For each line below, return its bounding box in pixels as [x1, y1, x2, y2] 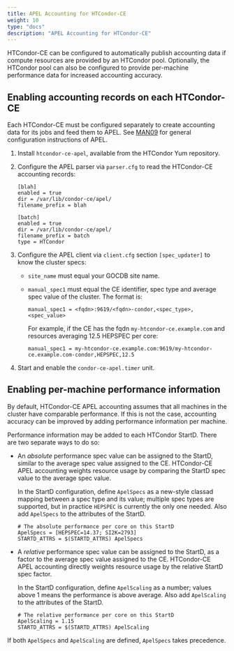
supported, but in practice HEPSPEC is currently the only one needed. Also [17, 502, 227, 510]
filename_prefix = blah [17, 202, 87, 209]
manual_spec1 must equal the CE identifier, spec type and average [27, 285, 217, 294]
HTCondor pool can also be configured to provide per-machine [7, 63, 189, 72]
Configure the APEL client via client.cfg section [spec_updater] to [17, 250, 211, 259]
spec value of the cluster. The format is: [27, 292, 143, 301]
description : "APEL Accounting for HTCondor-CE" [7, 29, 152, 37]
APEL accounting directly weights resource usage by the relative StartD [17, 562, 224, 571]
